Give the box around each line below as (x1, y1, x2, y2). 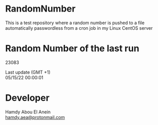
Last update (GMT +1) (5, 69, 50, 75)
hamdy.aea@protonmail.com (5, 114, 65, 120)
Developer (5, 92, 49, 104)
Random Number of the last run (5, 43, 140, 54)
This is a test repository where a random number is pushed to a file (5, 20, 145, 26)
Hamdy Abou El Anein (5, 109, 51, 115)
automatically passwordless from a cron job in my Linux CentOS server (5, 25, 153, 31)
